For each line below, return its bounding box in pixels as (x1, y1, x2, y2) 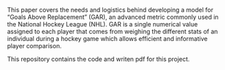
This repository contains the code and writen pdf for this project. (7, 55, 190, 63)
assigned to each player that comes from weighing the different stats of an (7, 27, 218, 35)
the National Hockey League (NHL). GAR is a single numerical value (7, 20, 198, 28)
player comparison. (7, 42, 62, 50)
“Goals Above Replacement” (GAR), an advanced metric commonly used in (7, 13, 219, 21)
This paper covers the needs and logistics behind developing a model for (7, 6, 214, 14)
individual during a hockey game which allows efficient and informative (7, 35, 208, 43)
